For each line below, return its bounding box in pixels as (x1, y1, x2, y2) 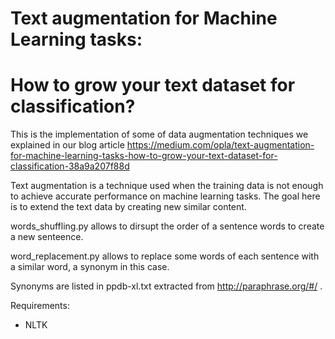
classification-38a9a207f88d (10, 160, 130, 172)
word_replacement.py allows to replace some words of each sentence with (10, 250, 320, 262)
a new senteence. (10, 231, 84, 243)
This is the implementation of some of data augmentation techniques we (10, 128, 309, 141)
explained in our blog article (10, 139, 125, 151)
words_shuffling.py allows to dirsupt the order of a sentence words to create (10, 220, 325, 232)
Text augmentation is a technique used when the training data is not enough (10, 180, 324, 192)
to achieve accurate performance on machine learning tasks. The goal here (10, 190, 321, 202)
